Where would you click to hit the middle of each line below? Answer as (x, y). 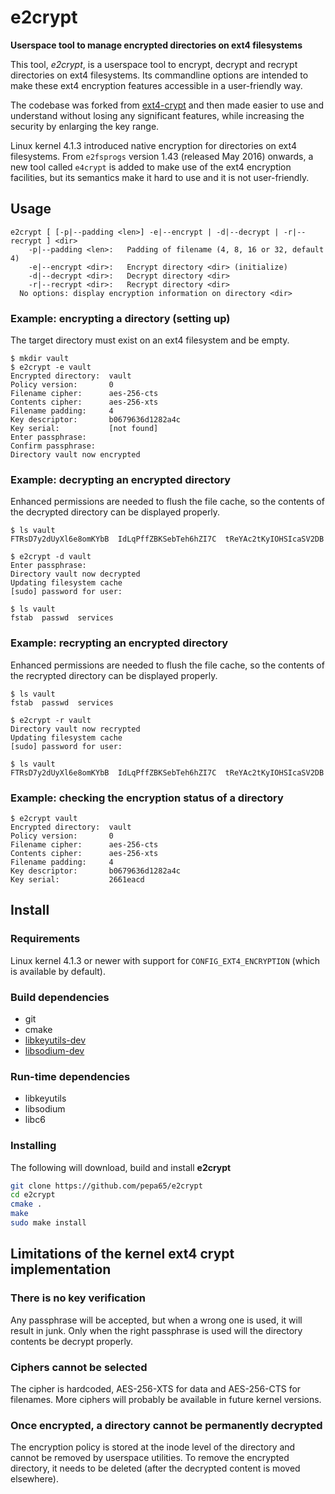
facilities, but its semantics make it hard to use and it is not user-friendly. (160, 177)
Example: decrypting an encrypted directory (121, 479)
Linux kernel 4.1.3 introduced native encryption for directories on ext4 (153, 145)
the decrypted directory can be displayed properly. (115, 512)
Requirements (45, 939)
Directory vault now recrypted (75, 729)
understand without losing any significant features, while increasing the (157, 115)
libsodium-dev (54, 1050)
